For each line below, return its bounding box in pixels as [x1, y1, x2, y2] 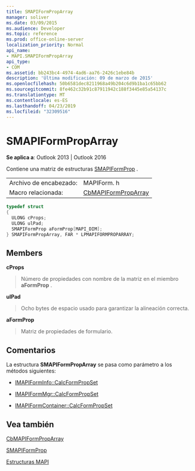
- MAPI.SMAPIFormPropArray [6, 53, 73, 59]
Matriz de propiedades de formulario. [20, 328, 113, 335]
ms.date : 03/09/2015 [6, 20, 58, 26]
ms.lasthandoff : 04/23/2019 [6, 103, 76, 109]
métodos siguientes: [6, 367, 57, 374]
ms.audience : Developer [6, 25, 66, 32]
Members [6, 248, 43, 258]
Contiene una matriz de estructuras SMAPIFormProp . [6, 165, 138, 173]
